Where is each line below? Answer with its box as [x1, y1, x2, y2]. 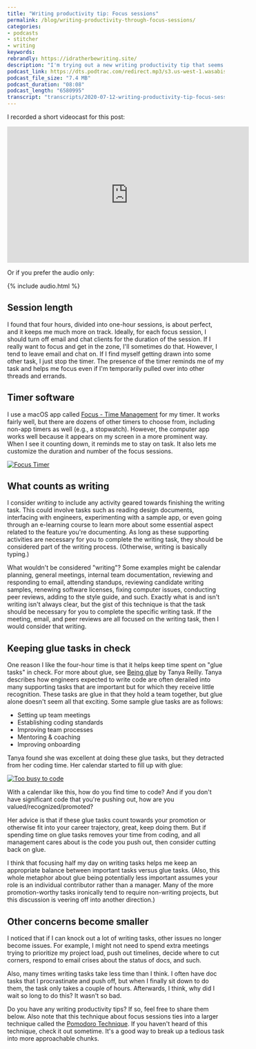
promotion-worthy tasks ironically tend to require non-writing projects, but [7, 888, 219, 897]
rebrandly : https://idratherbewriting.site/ [7, 55, 137, 62]
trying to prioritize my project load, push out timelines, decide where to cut [7, 949, 219, 957]
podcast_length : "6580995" [7, 87, 85, 94]
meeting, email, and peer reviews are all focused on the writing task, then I [7, 615, 219, 623]
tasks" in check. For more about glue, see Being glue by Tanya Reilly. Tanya [7, 668, 222, 677]
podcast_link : [7, 68, 48, 75]
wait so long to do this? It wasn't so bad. [7, 992, 122, 1000]
